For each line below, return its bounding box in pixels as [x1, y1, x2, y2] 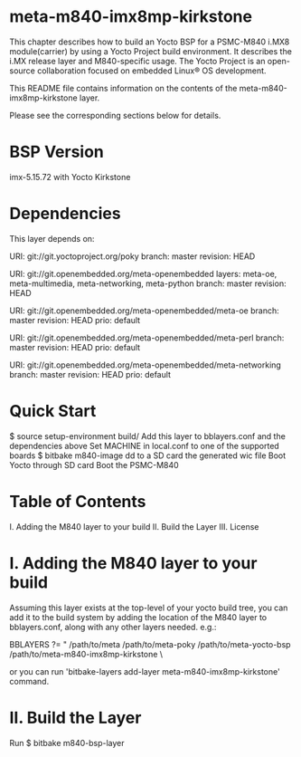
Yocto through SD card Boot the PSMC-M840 [9, 459, 179, 470]
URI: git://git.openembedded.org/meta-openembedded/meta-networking [9, 359, 282, 370]
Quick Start [9, 401, 97, 421]
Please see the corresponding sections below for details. [9, 110, 221, 120]
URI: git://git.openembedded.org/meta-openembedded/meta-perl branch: [9, 332, 285, 343]
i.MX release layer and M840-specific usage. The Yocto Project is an [9, 55, 266, 66]
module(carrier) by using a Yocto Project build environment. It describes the [9, 45, 292, 56]
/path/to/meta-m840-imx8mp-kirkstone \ [9, 648, 164, 659]
